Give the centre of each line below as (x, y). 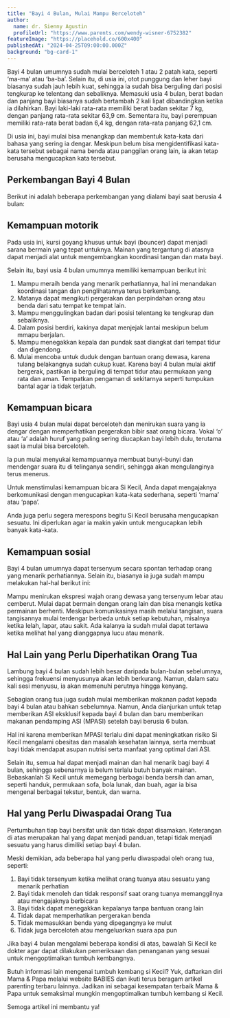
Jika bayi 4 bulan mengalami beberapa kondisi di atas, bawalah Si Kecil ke (112, 943)
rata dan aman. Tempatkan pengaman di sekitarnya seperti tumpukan (115, 378)
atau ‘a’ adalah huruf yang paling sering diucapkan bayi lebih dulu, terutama (114, 439)
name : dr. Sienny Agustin (50, 26)
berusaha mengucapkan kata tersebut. (62, 158)
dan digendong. (39, 349)
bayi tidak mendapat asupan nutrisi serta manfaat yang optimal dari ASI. (109, 749)
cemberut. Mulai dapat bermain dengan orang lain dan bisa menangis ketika (115, 604)
